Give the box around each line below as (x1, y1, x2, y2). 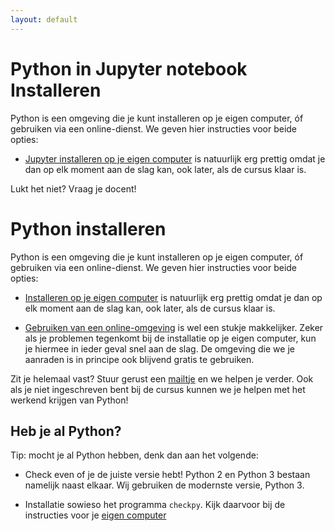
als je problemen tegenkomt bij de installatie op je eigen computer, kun (24, 332, 317, 344)
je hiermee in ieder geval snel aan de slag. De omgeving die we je (24, 342, 295, 355)
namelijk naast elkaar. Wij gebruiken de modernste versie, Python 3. (24, 479, 305, 491)
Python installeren (10, 217, 167, 240)
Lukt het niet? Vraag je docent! (10, 182, 137, 195)
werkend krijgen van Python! (10, 394, 129, 406)
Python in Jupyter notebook (10, 57, 248, 80)
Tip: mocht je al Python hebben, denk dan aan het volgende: (10, 449, 259, 461)
